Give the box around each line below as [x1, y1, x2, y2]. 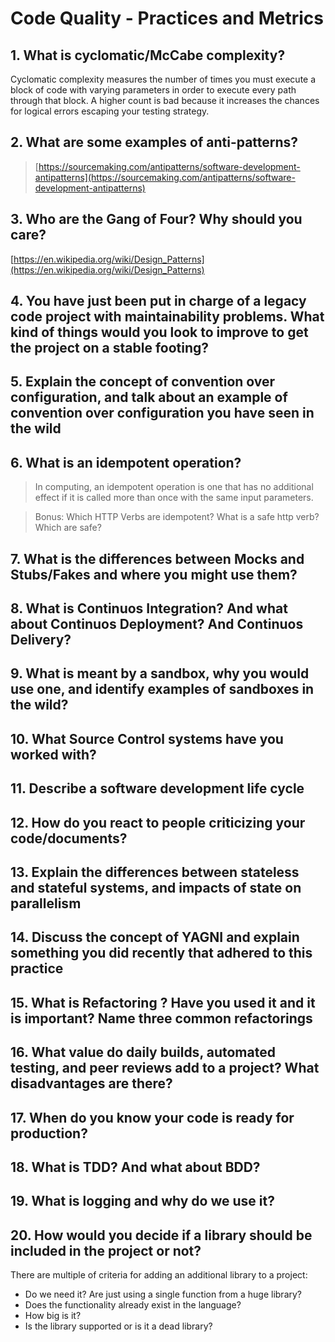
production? [10, 1125, 88, 1142]
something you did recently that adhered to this [10, 945, 313, 962]
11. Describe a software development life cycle [10, 780, 305, 797]
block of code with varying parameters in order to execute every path [10, 84, 297, 96]
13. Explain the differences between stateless [10, 863, 300, 881]
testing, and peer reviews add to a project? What [10, 1060, 320, 1077]
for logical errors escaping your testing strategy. [10, 105, 210, 117]
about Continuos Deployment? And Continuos [10, 616, 304, 632]
